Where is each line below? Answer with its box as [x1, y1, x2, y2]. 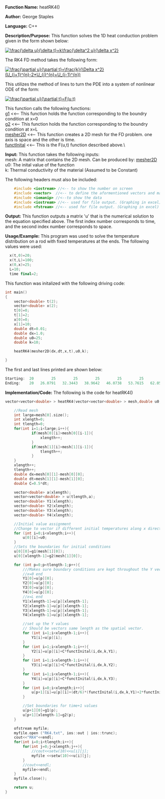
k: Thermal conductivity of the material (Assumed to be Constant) [5, 167, 138, 173]
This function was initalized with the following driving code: [5, 280, 125, 286]
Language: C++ [5, 23, 38, 29]
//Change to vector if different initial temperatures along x [14, 526, 146, 531]
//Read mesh [14, 408, 38, 413]
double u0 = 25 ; [14, 335, 43, 340]
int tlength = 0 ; [14, 422, 45, 427]
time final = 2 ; [9, 271, 38, 276]
